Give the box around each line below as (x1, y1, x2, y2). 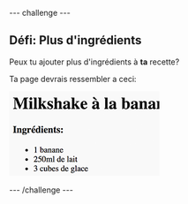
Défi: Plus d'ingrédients (9, 33, 142, 48)
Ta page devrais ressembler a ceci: (9, 73, 137, 84)
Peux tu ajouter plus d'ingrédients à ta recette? (9, 57, 180, 67)
